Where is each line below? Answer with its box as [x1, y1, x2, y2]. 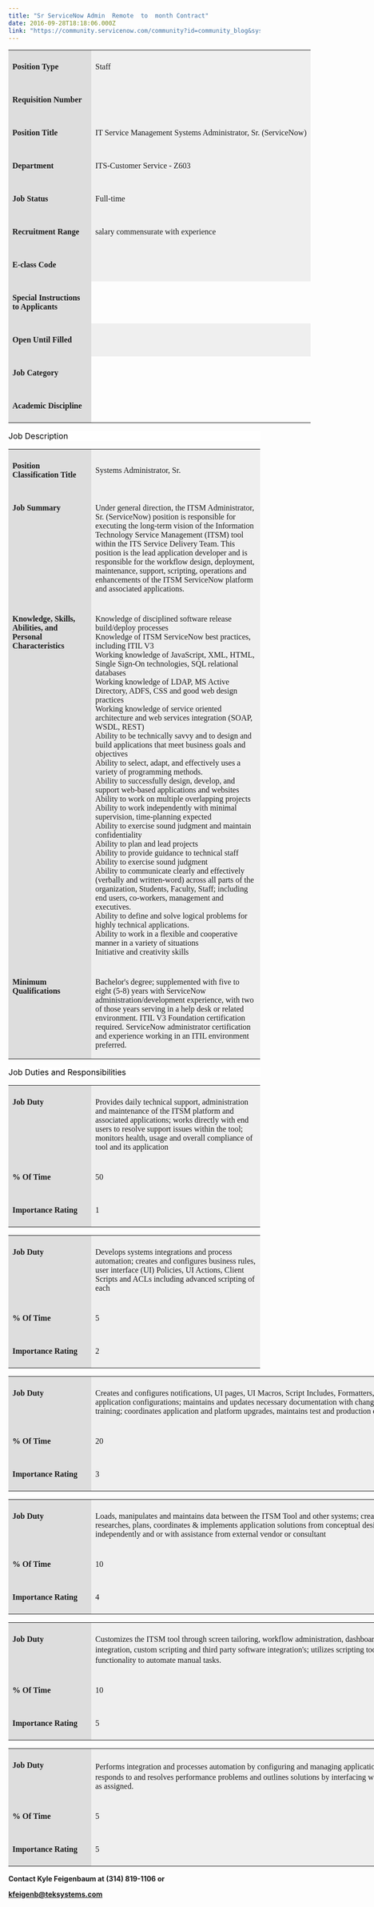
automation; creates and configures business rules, [95, 1256, 256, 1266]
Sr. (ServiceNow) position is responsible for [95, 512, 236, 522]
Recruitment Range [12, 227, 80, 237]
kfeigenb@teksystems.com [8, 1889, 103, 1899]
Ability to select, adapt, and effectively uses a [95, 758, 241, 768]
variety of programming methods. [95, 767, 204, 777]
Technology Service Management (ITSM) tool [95, 530, 244, 540]
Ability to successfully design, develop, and [95, 776, 236, 786]
